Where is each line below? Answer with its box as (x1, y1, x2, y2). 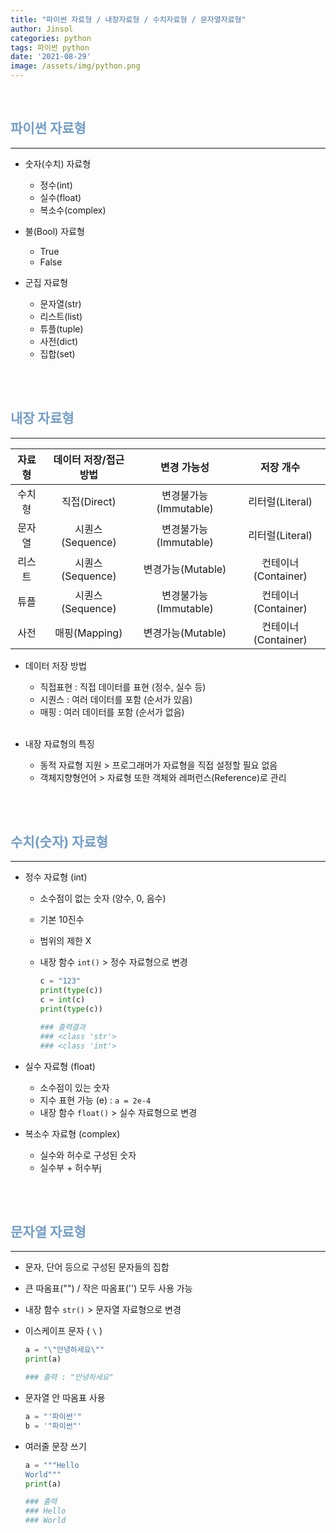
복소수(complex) (39, 204, 107, 216)
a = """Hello (24, 1460, 80, 1470)
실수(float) (39, 191, 82, 203)
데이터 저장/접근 (53, 452, 125, 466)
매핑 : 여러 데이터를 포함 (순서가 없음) (39, 706, 185, 718)
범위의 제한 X (39, 935, 92, 947)
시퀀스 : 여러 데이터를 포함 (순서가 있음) (39, 693, 193, 705)
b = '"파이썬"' (24, 1421, 82, 1431)
